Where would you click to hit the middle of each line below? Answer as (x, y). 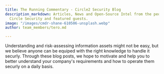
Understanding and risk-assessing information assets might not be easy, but (82, 46)
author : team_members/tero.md (36, 28)
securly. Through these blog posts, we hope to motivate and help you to (77, 56)
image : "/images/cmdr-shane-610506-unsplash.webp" (58, 23)
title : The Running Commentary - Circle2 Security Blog (63, 9)
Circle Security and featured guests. (49, 18)
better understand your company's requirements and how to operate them (80, 61)
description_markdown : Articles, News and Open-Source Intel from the (78, 14)
